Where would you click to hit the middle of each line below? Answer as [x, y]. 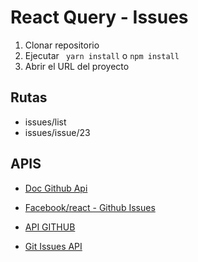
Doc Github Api [56, 188]
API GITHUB [50, 227]
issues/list [45, 122]
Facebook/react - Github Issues [90, 207]
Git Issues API [53, 246]
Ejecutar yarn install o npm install [102, 55]
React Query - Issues [99, 17]
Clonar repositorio [62, 45]
